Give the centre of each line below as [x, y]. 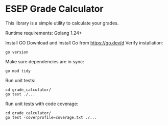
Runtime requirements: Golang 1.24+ [44, 33]
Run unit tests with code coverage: [42, 104]
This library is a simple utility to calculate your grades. [62, 23]
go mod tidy [18, 71]
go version [17, 52]
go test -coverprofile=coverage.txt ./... [51, 117]
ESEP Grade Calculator [54, 9]
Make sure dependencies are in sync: [45, 61]
